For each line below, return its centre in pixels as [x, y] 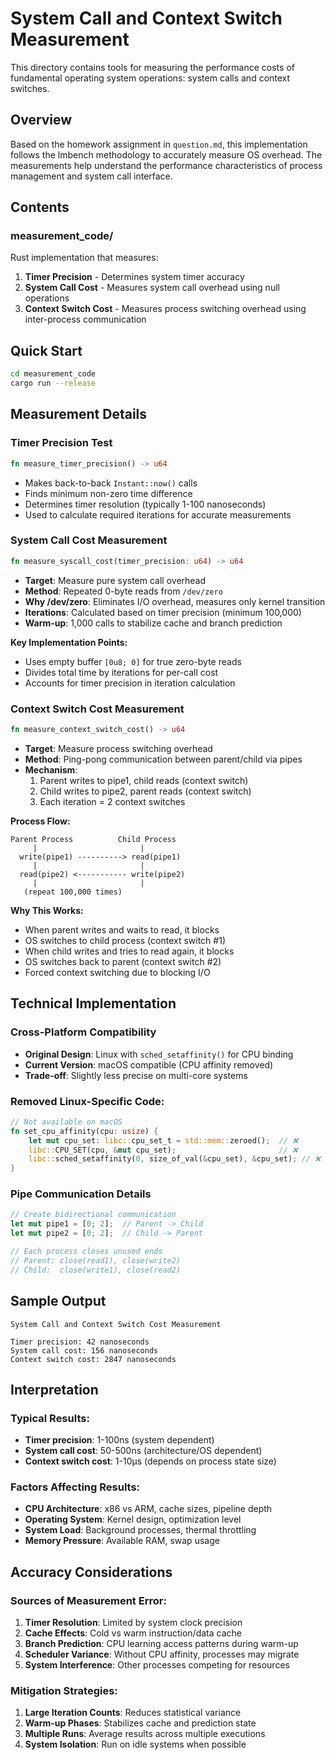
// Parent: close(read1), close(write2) [96, 1260]
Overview [41, 120]
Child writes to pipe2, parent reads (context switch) [145, 791]
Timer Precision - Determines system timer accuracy [134, 277]
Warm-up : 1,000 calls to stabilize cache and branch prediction [153, 623]
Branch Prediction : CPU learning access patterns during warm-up [161, 1644]
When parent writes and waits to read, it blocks [122, 929]
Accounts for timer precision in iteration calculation [130, 683]
